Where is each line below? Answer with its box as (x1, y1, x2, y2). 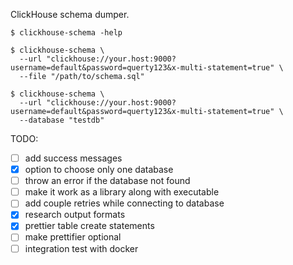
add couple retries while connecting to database (24, 197, 225, 209)
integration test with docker (24, 242, 139, 254)
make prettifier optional (24, 231, 122, 243)
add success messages (24, 152, 123, 164)
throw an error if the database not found (24, 175, 191, 187)
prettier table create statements (24, 220, 155, 232)
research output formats (24, 209, 126, 221)
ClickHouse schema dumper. (10, 9, 130, 20)
